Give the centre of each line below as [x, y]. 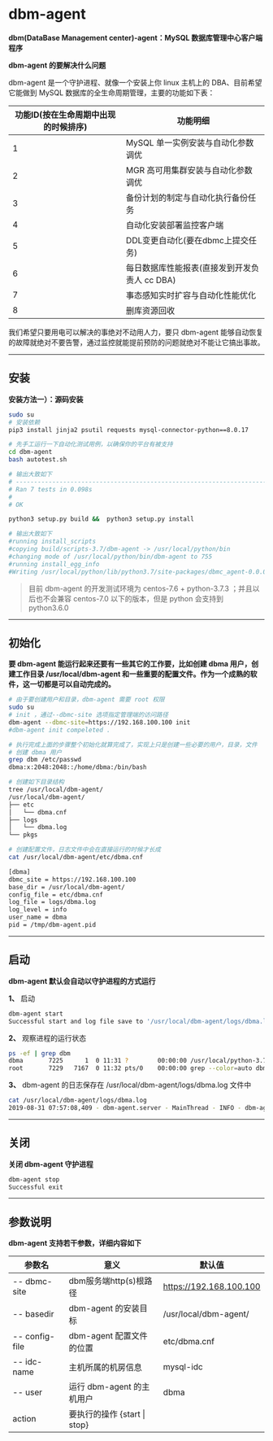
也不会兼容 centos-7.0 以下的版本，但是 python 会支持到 [129, 598]
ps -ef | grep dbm [39, 1053]
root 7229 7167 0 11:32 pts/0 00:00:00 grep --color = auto [130, 1068]
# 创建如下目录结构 [37, 782]
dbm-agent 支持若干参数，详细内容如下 [75, 1243]
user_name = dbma [38, 917]
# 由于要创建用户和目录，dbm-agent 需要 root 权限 [87, 700]
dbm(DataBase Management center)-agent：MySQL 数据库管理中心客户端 [136, 37]
